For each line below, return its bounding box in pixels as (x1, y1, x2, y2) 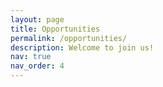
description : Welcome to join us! (10, 42, 155, 53)
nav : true (10, 52, 52, 62)
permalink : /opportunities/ (10, 33, 128, 43)
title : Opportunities (10, 24, 101, 34)
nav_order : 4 (10, 61, 65, 71)
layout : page (10, 14, 65, 25)
